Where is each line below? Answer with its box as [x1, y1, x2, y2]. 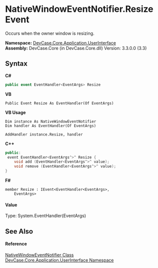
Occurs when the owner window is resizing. [5, 30, 95, 36]
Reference [5, 241, 27, 247]
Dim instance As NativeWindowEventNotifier [5, 119, 97, 124]
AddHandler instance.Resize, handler [5, 132, 83, 137]
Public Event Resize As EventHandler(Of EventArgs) [5, 100, 114, 106]
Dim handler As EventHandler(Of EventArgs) [5, 123, 97, 128]
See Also [5, 227, 33, 235]
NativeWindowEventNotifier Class [5, 252, 74, 258]
